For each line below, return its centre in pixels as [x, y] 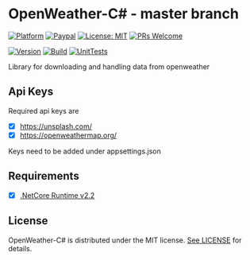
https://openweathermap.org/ [68, 135]
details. [20, 248]
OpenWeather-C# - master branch [124, 14]
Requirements [44, 176]
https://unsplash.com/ [56, 126]
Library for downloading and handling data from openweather [109, 66]
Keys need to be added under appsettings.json [85, 151]
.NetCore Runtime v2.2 [57, 195]
